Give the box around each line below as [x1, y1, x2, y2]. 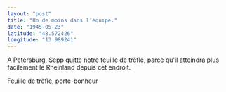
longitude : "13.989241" [7, 37, 77, 44]
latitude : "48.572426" [7, 29, 74, 37]
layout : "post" [7, 10, 52, 18]
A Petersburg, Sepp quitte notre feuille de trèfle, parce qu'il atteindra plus [7, 55, 220, 64]
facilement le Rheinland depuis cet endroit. [7, 63, 131, 72]
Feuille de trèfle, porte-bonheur [7, 77, 98, 85]
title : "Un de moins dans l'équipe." [7, 17, 118, 24]
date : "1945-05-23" [7, 23, 65, 30]
